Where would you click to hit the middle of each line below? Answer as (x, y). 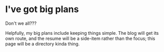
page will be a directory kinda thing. (42, 43)
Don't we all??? (21, 23)
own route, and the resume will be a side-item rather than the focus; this (80, 38)
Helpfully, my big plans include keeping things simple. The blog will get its (82, 33)
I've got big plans (42, 9)
